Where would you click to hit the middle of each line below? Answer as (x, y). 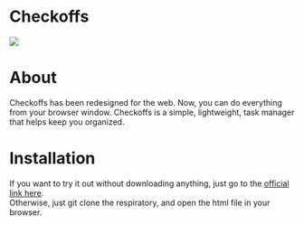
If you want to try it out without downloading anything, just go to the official (149, 183)
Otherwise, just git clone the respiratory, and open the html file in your (140, 202)
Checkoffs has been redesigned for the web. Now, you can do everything (146, 102)
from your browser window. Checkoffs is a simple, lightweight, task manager (152, 112)
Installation (52, 159)
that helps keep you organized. (67, 122)
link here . (27, 192)
